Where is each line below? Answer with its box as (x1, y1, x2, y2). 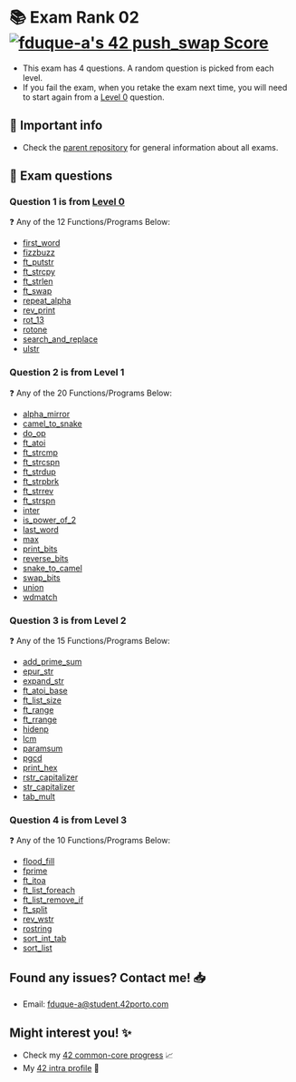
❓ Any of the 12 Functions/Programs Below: (9, 217, 170, 228)
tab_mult (22, 791, 56, 803)
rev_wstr (22, 913, 54, 925)
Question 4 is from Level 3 (9, 814, 128, 826)
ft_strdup (22, 466, 56, 477)
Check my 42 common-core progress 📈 (22, 1049, 174, 1060)
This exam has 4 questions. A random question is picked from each (22, 63, 274, 73)
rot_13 (22, 315, 45, 326)
